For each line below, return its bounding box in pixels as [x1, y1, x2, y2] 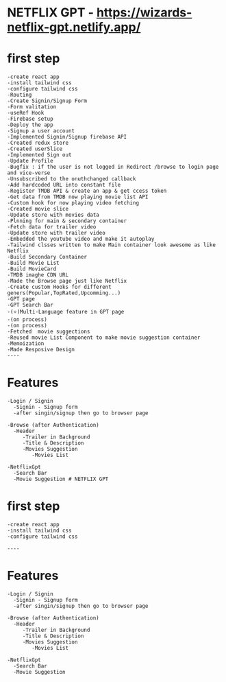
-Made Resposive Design [7, 346, 75, 353]
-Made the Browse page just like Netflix [7, 278, 127, 285]
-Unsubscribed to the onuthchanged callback [7, 176, 136, 183]
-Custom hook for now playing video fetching [7, 200, 139, 207]
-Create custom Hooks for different [7, 283, 112, 291]
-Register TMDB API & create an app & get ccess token [7, 187, 167, 195]
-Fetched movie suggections [7, 328, 90, 336]
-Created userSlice [7, 145, 63, 152]
